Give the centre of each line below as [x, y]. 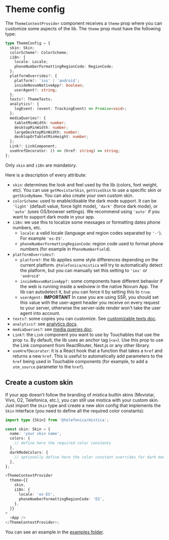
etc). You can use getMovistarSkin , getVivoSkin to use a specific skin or [87, 190]
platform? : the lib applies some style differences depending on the [89, 259]
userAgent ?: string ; [36, 90]
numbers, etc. [27, 227]
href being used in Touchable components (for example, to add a [80, 361]
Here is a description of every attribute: [46, 175]
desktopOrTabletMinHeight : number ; [52, 137]
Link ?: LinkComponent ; [33, 146]
